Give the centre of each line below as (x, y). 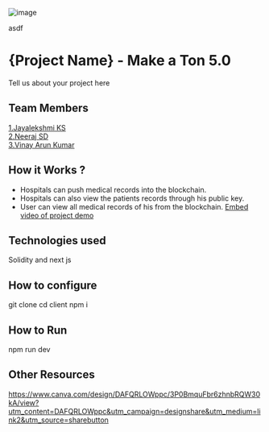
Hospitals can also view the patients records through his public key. (132, 198)
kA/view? (24, 402)
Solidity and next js (40, 260)
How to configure (53, 285)
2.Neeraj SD (28, 136)
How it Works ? (47, 170)
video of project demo (57, 215)
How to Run (38, 330)
